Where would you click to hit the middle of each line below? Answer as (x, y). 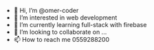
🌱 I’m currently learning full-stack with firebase (80, 25)
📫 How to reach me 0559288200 (62, 40)
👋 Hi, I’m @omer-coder (46, 10)
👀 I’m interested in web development (65, 18)
